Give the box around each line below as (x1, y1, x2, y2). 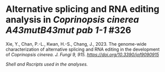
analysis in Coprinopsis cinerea (5, 14, 139, 25)
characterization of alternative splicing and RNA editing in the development (5, 46, 160, 52)
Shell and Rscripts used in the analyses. (5, 61, 88, 67)
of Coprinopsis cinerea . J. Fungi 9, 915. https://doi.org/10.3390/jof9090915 (5, 51, 159, 58)
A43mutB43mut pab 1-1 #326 (5, 25, 132, 36)
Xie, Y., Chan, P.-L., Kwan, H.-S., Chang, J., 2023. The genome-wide (5, 41, 147, 47)
